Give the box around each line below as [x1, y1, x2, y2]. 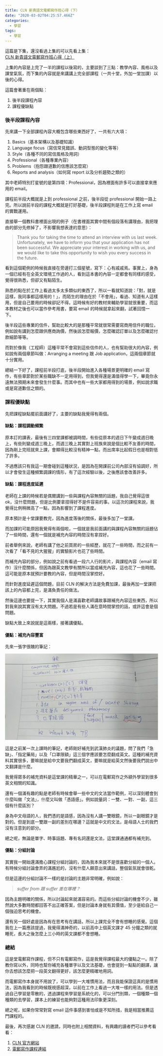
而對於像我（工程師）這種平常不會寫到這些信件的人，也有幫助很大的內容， [5, 345, 154, 351]
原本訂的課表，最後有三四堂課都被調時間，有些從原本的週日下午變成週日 [5, 434, 149, 440]
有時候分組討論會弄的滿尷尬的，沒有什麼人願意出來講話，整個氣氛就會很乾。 [5, 865, 158, 871]
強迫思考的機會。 [9, 908, 44, 914]
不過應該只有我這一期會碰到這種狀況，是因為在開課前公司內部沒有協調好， [5, 463, 154, 469]
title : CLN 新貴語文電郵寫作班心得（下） [5, 8, 80, 13]
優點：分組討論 [5, 847, 35, 853]
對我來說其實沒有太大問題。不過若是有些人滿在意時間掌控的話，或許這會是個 [5, 603, 158, 609]
